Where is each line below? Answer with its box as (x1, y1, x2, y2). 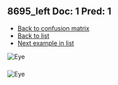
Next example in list (17, 38, 75, 47)
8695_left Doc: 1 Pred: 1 (7, 6, 112, 17)
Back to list (17, 31, 50, 40)
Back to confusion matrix (17, 24, 89, 32)
